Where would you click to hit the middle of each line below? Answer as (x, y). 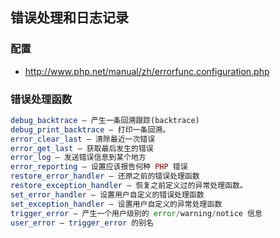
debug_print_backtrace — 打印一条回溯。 (90, 129)
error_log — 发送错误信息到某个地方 (78, 158)
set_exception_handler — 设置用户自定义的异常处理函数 (116, 204)
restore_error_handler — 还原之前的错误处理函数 (105, 176)
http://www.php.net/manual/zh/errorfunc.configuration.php (147, 71)
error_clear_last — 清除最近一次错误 (83, 139)
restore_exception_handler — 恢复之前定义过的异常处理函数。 (129, 186)
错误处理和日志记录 (69, 18)
